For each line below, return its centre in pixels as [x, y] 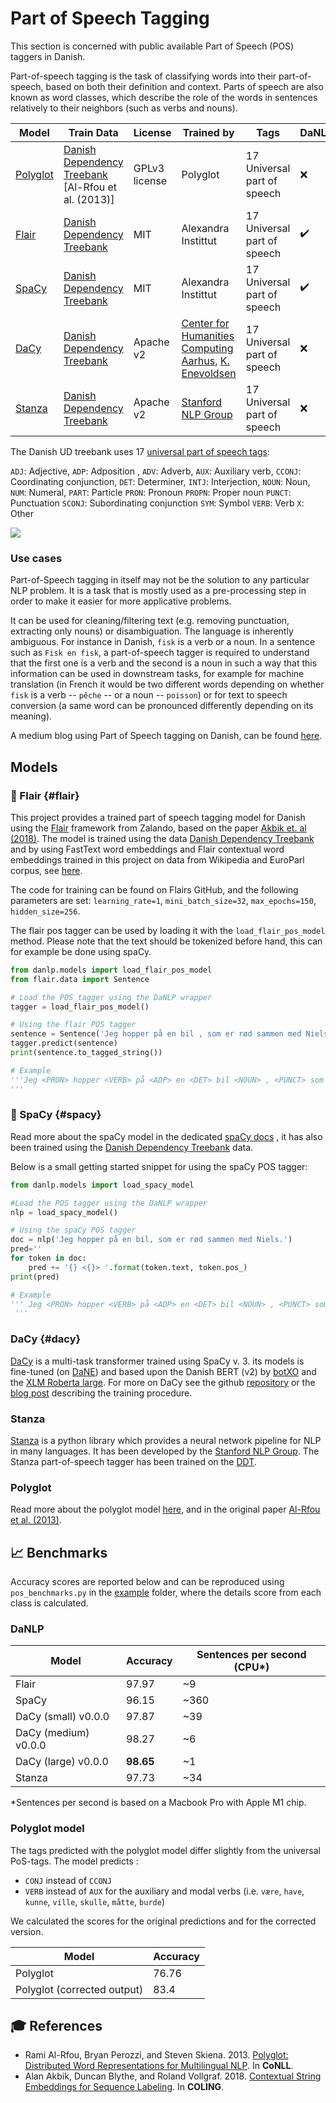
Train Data [93, 132]
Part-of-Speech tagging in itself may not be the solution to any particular [160, 580]
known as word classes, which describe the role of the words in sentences [164, 97]
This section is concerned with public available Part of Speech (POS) [152, 46]
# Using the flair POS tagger [73, 1025]
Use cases [36, 558]
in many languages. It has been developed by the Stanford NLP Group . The [165, 1451]
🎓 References [56, 2026]
